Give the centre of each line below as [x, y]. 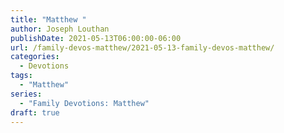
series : [26, 94]
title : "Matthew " [48, 19]
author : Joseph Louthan [60, 29]
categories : [35, 57]
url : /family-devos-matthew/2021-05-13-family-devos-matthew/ [142, 47]
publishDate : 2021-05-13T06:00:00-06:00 [96, 38]
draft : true [35, 112]
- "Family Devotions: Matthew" [84, 103]
